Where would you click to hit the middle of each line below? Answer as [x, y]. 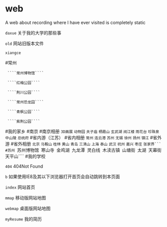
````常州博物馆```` [25, 73]
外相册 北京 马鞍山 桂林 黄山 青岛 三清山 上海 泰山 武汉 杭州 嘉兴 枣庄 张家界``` [89, 144]
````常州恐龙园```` [25, 102]
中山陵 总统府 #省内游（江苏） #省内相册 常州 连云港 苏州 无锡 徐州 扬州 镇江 [77, 137]
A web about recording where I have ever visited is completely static [76, 22]
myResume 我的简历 [24, 219]
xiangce [13, 53]
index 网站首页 [20, 187]
